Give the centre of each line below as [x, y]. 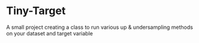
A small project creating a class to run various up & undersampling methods [100, 27]
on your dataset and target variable [49, 33]
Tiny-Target [36, 11]
